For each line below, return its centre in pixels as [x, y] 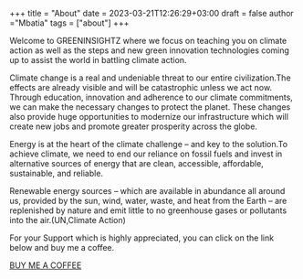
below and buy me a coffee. [62, 247]
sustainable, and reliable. [56, 173]
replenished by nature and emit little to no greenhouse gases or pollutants [148, 210]
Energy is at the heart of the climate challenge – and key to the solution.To [149, 144]
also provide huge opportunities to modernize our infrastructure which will [149, 117]
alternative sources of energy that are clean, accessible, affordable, [137, 163]
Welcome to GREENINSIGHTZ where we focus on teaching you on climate [148, 41]
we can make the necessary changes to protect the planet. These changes [150, 107]
